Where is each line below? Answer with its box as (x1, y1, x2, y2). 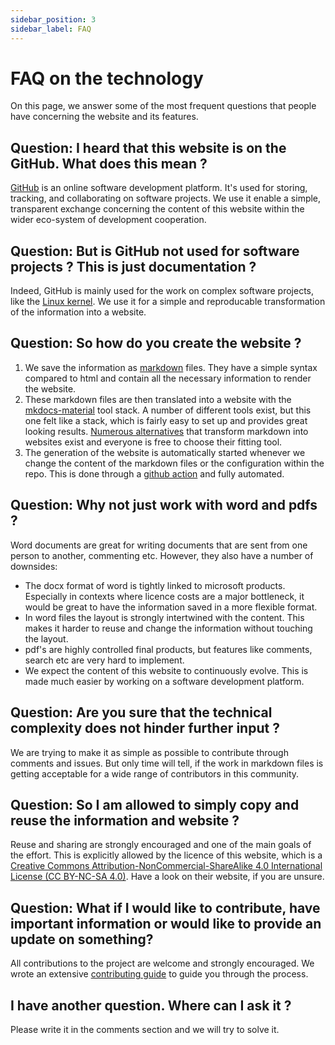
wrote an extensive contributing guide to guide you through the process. (10, 968, 309, 980)
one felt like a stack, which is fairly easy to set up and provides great (24, 414, 308, 426)
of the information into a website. (10, 306, 147, 318)
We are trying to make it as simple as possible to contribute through (10, 746, 289, 758)
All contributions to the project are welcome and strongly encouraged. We (10, 957, 315, 970)
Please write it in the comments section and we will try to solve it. (10, 1023, 280, 1035)
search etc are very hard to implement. (24, 654, 185, 666)
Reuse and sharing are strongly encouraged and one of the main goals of (10, 839, 312, 851)
